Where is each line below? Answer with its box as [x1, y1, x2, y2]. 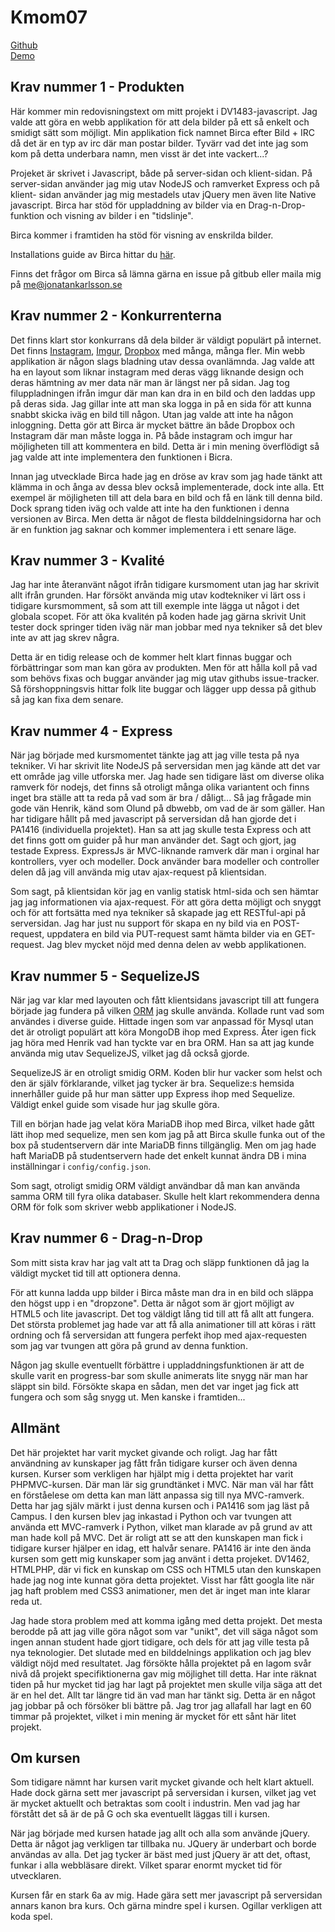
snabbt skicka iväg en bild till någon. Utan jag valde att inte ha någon [10, 408, 294, 420]
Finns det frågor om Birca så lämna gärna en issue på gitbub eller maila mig [10, 267, 322, 280]
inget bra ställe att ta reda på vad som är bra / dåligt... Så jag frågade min [10, 792, 312, 804]
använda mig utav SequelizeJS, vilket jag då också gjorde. [10, 1047, 250, 1059]
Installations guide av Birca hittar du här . [10, 248, 176, 260]
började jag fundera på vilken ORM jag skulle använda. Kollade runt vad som [10, 1005, 325, 1016]
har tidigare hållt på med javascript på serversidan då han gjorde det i [10, 813, 297, 825]
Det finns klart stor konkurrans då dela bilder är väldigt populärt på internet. [10, 334, 322, 346]
